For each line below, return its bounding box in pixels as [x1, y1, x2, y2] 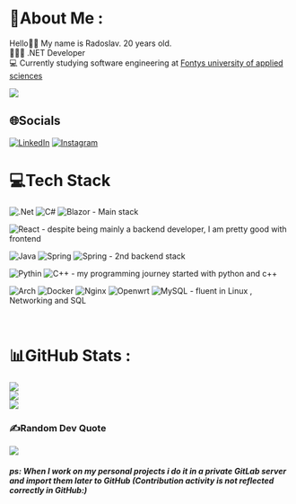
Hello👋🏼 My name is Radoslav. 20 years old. [9, 38, 172, 49]
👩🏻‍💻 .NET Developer [9, 47, 86, 57]
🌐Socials [9, 113, 61, 128]
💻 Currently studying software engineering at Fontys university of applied [9, 57, 284, 68]
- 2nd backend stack [109, 251, 186, 261]
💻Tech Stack [9, 170, 111, 190]
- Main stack [91, 206, 139, 217]
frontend [9, 233, 42, 243]
